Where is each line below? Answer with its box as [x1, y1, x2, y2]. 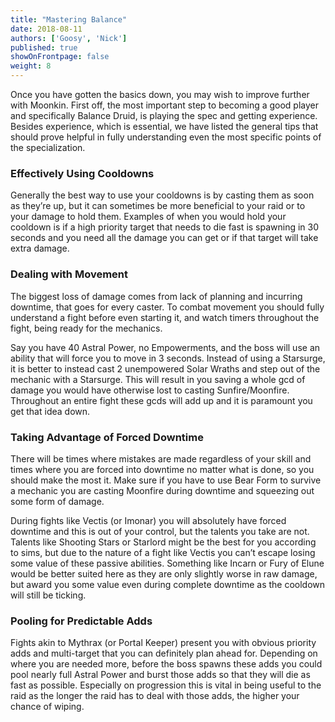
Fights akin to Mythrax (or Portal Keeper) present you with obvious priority [10, 637, 317, 649]
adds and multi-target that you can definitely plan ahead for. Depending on [10, 647, 318, 660]
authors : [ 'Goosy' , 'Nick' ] [10, 33, 128, 43]
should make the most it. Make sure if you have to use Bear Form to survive [10, 474, 322, 486]
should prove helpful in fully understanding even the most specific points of [10, 131, 322, 143]
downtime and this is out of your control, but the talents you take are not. [10, 525, 310, 537]
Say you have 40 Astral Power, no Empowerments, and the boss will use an [10, 341, 321, 353]
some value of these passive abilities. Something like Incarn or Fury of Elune [10, 557, 325, 569]
